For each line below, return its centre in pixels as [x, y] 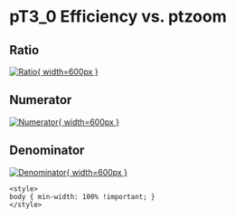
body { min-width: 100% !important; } [82, 196]
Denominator [47, 151]
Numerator [41, 100]
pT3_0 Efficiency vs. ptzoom [118, 17]
